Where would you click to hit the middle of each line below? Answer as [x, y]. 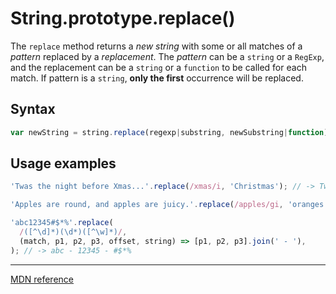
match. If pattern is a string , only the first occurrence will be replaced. [157, 78]
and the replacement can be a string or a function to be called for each [158, 67]
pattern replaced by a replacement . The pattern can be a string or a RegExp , [167, 56]
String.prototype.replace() [123, 18]
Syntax [33, 109]
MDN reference [42, 279]
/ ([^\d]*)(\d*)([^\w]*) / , [73, 232]
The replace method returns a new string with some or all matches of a [156, 46]
